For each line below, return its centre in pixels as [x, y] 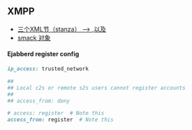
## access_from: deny [39, 101]
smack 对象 [34, 38]
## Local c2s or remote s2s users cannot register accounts [97, 88]
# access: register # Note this [56, 113]
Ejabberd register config [43, 54]
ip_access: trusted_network [48, 69]
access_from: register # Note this [60, 120]
